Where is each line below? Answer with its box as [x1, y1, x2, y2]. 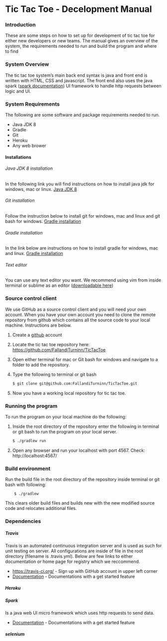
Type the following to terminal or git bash [12, 371, 97, 377]
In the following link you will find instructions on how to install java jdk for [5, 181, 155, 187]
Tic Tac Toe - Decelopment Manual [5, 3, 153, 15]
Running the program [5, 402, 58, 409]
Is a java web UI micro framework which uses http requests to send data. [5, 610, 155, 616]
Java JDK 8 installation [5, 165, 53, 171]
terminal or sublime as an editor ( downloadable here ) [5, 282, 113, 288]
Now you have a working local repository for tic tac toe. [12, 390, 126, 396]
